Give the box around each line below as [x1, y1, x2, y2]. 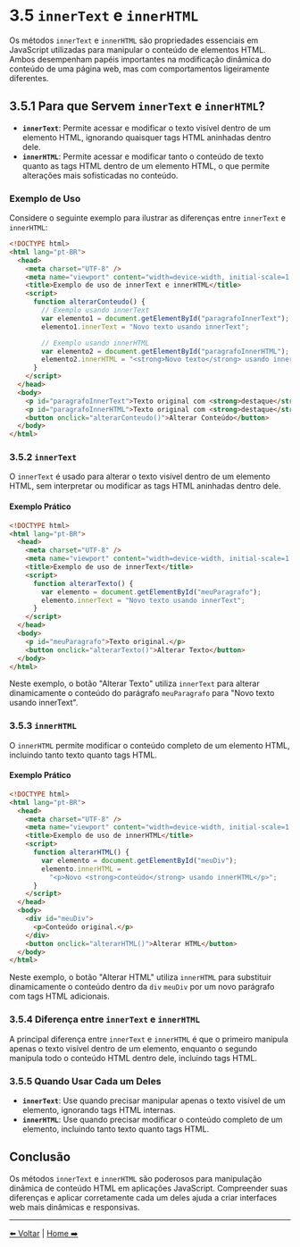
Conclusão [9, 1150, 71, 1165]
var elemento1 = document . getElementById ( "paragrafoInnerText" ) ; [41, 314, 290, 322]
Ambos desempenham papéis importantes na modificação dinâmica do [9, 54, 272, 64]
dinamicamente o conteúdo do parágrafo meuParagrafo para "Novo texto [9, 688, 275, 699]
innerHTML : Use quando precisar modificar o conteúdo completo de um [21, 1114, 283, 1125]
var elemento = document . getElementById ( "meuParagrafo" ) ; [41, 587, 262, 597]
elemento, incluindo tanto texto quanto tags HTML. [21, 1123, 210, 1134]
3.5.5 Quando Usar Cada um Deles [9, 1075, 162, 1087]
